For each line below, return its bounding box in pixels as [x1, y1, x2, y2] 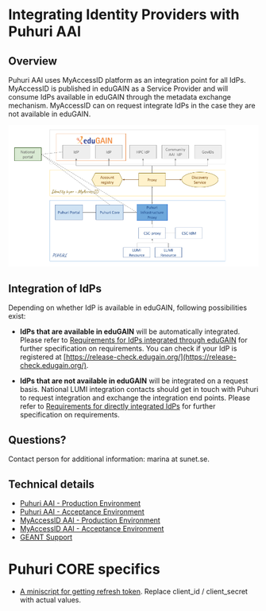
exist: [8, 311, 26, 321]
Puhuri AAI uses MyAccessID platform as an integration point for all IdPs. [8, 76, 246, 84]
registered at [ [19, 352, 67, 362]
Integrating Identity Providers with [8, 6, 240, 24]
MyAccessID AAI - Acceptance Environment [19, 523, 164, 533]
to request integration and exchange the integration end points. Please [19, 393, 251, 403]
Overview [8, 54, 58, 68]
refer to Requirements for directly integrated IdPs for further [19, 401, 216, 411]
